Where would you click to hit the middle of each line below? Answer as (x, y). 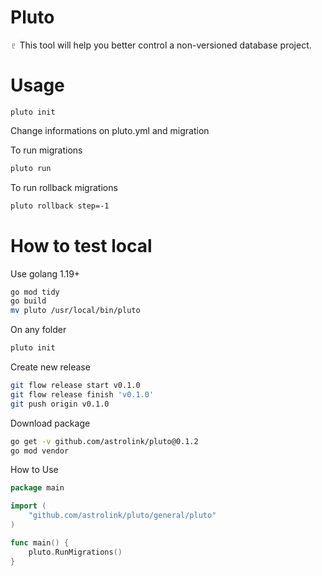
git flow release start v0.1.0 (75, 386)
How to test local (81, 245)
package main (37, 488)
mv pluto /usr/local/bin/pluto (75, 311)
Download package (50, 423)
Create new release (50, 367)
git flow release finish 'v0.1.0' (82, 394)
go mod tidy (35, 292)
